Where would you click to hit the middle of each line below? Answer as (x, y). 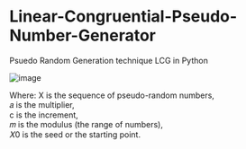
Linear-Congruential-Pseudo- (123, 17)
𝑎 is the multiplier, (42, 104)
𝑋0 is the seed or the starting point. (75, 134)
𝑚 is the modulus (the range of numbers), (87, 124)
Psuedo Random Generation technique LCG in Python (109, 60)
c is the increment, (44, 115)
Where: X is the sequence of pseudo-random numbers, (112, 95)
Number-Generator (82, 35)
